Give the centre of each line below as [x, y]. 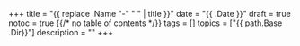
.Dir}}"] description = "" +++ [61, 32]
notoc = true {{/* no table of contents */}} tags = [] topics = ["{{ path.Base [146, 23]
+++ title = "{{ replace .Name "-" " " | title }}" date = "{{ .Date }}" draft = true [150, 14]
